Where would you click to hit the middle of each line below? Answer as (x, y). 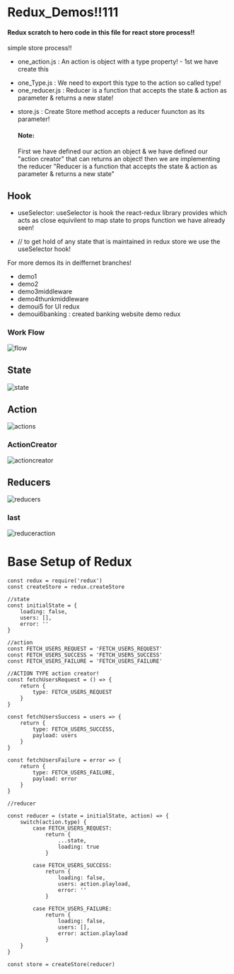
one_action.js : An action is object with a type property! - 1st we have (118, 62)
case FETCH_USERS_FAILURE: (72, 909)
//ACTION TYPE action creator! (53, 673)
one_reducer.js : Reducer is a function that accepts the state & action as (122, 91)
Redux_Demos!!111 (63, 12)
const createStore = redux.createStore (66, 587)
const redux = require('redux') (55, 581)
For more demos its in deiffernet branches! (70, 263)
